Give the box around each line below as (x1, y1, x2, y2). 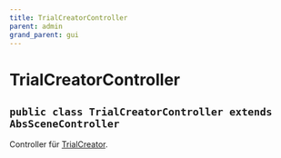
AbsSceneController (9, 117, 120, 130)
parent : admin (9, 22, 64, 31)
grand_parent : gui (9, 30, 79, 39)
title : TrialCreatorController (9, 13, 128, 23)
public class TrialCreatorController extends (9, 105, 273, 118)
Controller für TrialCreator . (9, 139, 108, 150)
